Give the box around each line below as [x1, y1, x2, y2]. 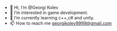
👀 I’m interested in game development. [9, 10, 88, 15]
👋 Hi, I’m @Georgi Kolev [9, 5, 58, 10]
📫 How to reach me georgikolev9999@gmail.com [9, 20, 112, 26]
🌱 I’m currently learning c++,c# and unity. [9, 15, 95, 20]
